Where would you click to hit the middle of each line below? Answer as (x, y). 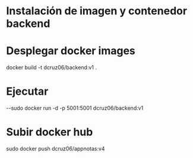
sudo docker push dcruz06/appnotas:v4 (56, 148)
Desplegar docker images (71, 51)
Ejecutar (27, 92)
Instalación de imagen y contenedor (97, 11)
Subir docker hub (50, 132)
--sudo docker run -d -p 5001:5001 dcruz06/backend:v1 (75, 108)
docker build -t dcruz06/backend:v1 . (51, 67)
